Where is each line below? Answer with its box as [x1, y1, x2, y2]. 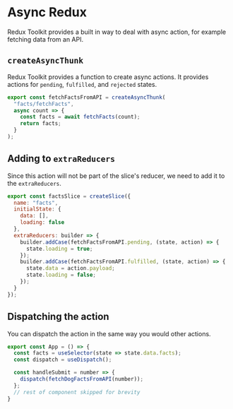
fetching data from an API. [7, 35, 83, 43]
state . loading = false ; [25, 271, 97, 279]
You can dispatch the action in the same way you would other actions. [7, 329, 211, 338]
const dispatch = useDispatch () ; [13, 356, 112, 364]
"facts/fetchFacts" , [13, 100, 74, 107]
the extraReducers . [7, 179, 62, 187]
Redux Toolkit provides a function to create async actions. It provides [7, 72, 209, 81]
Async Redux [7, 4, 87, 20]
